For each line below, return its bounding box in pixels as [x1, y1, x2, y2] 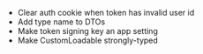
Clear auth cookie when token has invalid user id [17, 8, 195, 17]
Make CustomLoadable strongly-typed [17, 35, 159, 45]
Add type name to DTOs [17, 17, 106, 27]
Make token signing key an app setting [17, 26, 159, 36]
